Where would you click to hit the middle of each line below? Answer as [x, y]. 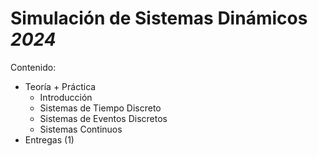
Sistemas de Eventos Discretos [103, 118]
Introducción [66, 97]
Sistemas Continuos [81, 129]
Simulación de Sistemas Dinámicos [159, 18]
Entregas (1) [49, 139]
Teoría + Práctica [60, 86]
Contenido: [33, 67]
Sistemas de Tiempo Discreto [100, 108]
